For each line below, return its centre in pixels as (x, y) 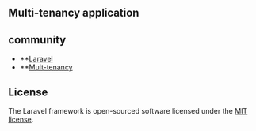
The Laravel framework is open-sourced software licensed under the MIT (128, 111)
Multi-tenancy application (74, 13)
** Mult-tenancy (46, 67)
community (37, 40)
